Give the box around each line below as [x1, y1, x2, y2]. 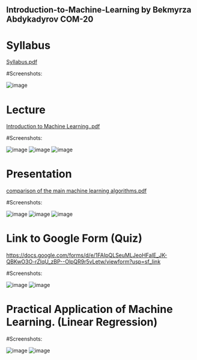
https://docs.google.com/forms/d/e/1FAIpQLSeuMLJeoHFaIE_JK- [6, 251, 168, 259]
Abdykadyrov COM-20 [6, 14, 94, 25]
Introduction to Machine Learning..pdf [6, 123, 100, 130]
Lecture [6, 103, 46, 116]
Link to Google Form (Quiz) [6, 232, 142, 245]
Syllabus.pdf [6, 58, 38, 66]
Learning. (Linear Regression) [6, 315, 158, 329]
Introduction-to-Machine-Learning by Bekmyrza [6, 5, 192, 15]
